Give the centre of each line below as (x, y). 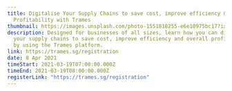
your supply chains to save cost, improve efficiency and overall (111, 39)
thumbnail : (23, 26)
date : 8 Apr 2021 (32, 58)
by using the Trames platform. (58, 45)
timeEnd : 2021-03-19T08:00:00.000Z (58, 70)
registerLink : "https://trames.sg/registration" (78, 77)
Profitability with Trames (52, 20)
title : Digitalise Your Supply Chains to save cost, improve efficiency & (117, 13)
